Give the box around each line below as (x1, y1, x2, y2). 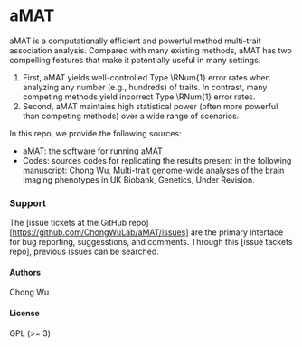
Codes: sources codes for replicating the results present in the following (22, 155, 292, 165)
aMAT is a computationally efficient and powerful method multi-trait (9, 35, 261, 46)
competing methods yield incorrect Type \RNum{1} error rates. (22, 91, 256, 102)
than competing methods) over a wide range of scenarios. (22, 110, 240, 121)
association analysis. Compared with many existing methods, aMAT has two (9, 44, 292, 55)
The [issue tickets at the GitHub (9, 218, 127, 229)
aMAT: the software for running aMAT (22, 145, 163, 156)
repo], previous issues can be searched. (9, 246, 160, 258)
